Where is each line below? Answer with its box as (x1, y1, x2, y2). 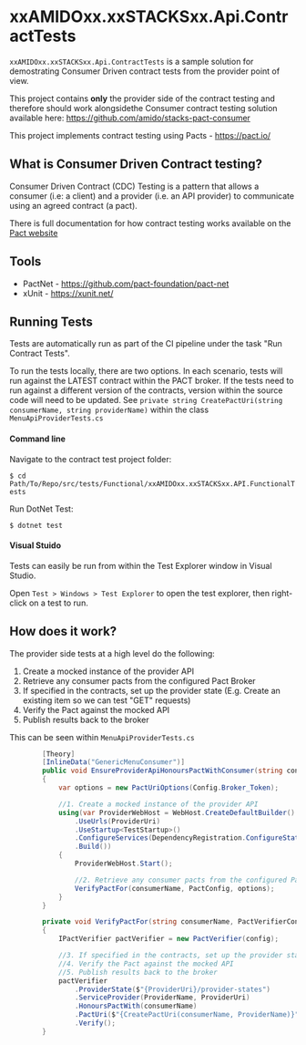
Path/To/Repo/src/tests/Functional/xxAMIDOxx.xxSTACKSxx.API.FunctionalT (9, 479, 296, 489)
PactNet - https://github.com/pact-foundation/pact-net (22, 278, 229, 289)
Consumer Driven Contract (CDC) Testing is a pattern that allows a (9, 181, 260, 191)
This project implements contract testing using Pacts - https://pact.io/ (9, 129, 271, 140)
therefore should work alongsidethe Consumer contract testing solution (9, 102, 278, 113)
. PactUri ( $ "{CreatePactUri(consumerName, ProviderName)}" (74, 1010, 300, 1019)
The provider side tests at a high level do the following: (9, 647, 216, 658)
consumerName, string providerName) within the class (9, 404, 209, 416)
